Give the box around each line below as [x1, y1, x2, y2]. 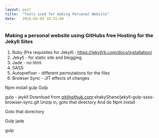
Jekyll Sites [5, 38, 33, 45]
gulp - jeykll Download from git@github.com [5, 94, 94, 100]
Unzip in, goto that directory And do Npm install [40, 99, 136, 105]
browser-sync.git [5, 99, 40, 105]
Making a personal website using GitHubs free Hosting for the [5, 32, 154, 39]
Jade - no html [12, 59, 42, 66]
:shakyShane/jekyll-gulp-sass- [93, 94, 155, 100]
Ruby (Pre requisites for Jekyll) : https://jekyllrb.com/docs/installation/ [12, 49, 153, 55]
